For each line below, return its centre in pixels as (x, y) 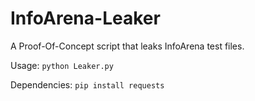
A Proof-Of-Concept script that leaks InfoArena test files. (127, 46)
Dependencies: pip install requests (87, 84)
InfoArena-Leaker (85, 18)
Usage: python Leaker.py (62, 65)
